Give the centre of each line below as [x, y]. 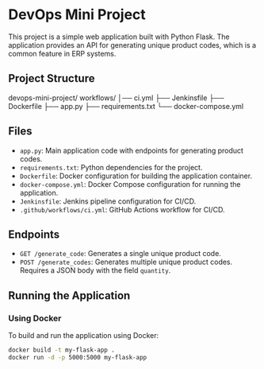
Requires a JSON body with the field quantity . [95, 270]
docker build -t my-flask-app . [61, 350]
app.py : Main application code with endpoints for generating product [132, 150]
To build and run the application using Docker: [84, 336]
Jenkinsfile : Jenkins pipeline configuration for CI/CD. [108, 201]
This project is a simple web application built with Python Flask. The [119, 37]
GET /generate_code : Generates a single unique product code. [121, 254]
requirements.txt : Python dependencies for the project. [111, 167]
